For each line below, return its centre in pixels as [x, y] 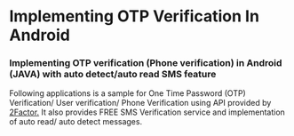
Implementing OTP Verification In [135, 16]
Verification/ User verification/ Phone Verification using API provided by [140, 103]
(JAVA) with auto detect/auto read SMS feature [113, 75]
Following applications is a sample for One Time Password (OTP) [127, 93]
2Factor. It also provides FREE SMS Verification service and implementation [147, 112]
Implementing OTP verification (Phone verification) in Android [146, 63]
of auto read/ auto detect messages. [76, 122]
